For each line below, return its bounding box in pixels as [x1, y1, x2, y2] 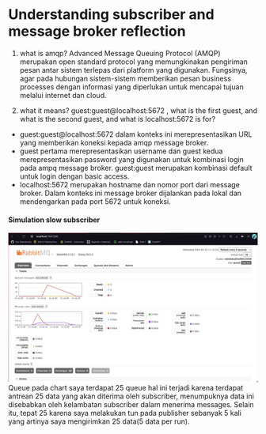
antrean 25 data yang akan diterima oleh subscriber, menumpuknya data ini [8, 391, 255, 401]
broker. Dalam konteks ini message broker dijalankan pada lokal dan [19, 188, 242, 198]
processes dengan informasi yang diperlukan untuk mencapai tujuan [19, 81, 244, 92]
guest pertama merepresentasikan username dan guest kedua [19, 146, 223, 156]
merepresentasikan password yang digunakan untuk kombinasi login [19, 154, 244, 164]
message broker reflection [8, 22, 186, 40]
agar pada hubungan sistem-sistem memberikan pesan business [19, 74, 232, 83]
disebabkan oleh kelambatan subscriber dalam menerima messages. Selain [8, 399, 255, 409]
